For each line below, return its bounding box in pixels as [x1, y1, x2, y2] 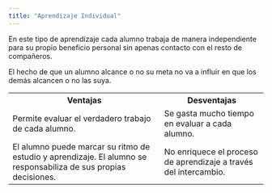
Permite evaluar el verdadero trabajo [12, 112, 151, 124]
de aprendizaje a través [164, 156, 253, 167]
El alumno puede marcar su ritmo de [12, 141, 151, 152]
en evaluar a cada [164, 118, 232, 129]
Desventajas [187, 94, 237, 106]
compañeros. [8, 51, 53, 61]
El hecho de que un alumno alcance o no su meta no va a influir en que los [8, 66, 257, 77]
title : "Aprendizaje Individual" [8, 11, 121, 20]
